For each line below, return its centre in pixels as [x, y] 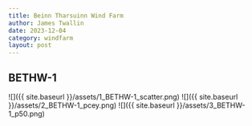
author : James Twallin [46, 23]
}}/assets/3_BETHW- [211, 105]
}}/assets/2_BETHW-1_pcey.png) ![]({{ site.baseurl [91, 105]
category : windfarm [41, 38]
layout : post [30, 45]
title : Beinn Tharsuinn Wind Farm [66, 16]
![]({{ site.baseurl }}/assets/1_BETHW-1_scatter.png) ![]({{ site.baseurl [123, 96]
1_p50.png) [27, 113]
